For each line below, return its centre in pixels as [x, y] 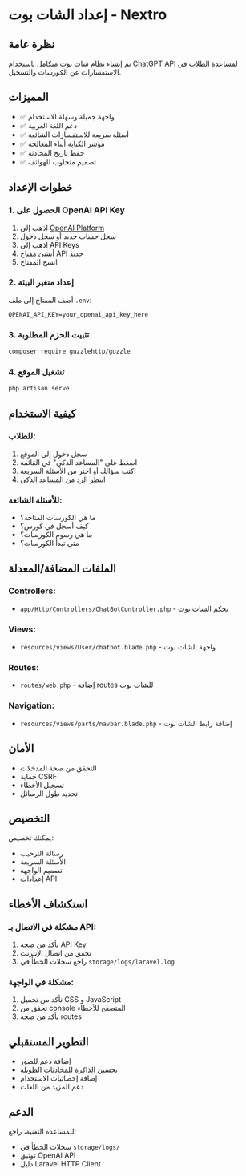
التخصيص [29, 818]
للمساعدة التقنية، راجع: [42, 1131]
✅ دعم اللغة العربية [48, 125]
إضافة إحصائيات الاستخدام [58, 1078]
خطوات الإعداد [41, 187]
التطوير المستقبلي [48, 1042]
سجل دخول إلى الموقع [53, 454]
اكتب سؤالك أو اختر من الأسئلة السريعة [78, 471]
